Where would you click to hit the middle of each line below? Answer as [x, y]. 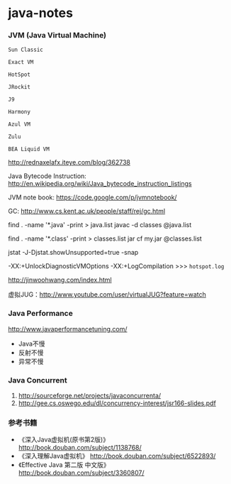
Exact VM [21, 62]
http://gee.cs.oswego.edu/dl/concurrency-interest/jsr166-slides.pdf [117, 403]
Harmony [19, 112]
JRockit [19, 87]
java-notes [41, 13]
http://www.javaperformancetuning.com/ [68, 329]
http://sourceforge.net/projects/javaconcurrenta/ [90, 396]
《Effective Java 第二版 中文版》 [64, 465]
